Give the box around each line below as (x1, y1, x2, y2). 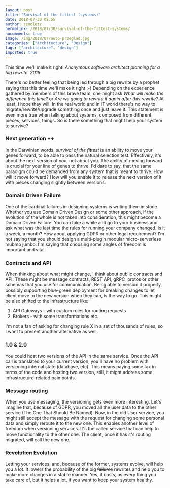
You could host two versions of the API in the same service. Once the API (5, 353, 159, 359)
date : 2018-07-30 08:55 (5, 17, 56, 22)
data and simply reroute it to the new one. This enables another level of (5, 420, 154, 426)
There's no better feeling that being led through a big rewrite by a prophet (5, 79, 160, 85)
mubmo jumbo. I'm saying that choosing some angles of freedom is (5, 241, 146, 247)
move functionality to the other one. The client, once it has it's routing (5, 431, 151, 437)
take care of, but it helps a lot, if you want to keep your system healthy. (5, 477, 153, 483)
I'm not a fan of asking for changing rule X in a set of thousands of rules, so (5, 323, 163, 329)
